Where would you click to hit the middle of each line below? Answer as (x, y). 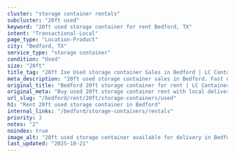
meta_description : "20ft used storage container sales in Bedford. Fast (115, 79)
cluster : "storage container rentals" (64, 14)
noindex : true (28, 131)
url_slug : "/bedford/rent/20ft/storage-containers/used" (92, 99)
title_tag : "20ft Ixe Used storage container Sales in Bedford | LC (109, 72)
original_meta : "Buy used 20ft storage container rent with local (106, 92)
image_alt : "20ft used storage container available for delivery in (109, 137)
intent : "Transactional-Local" (53, 33)
